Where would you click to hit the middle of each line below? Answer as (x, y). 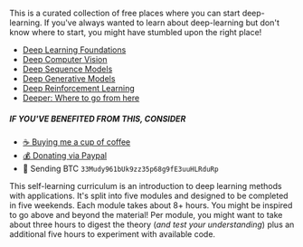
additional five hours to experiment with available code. (112, 233)
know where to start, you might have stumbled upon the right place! (136, 32)
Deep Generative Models (69, 79)
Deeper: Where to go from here (81, 98)
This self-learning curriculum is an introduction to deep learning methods (146, 185)
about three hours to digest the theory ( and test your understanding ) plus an (152, 224)
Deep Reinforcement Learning (79, 88)
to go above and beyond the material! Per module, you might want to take (146, 214)
